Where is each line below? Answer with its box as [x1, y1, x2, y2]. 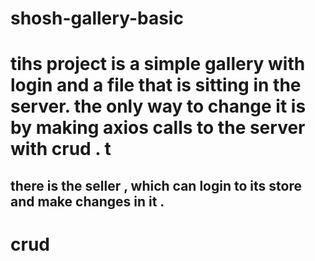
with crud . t [10, 138, 112, 161]
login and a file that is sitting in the [10, 74, 302, 97]
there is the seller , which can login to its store [10, 177, 302, 194]
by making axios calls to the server [10, 117, 306, 139]
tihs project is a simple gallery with [10, 53, 306, 76]
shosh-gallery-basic [10, 7, 184, 30]
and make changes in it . [10, 193, 165, 210]
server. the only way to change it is [10, 95, 307, 118]
